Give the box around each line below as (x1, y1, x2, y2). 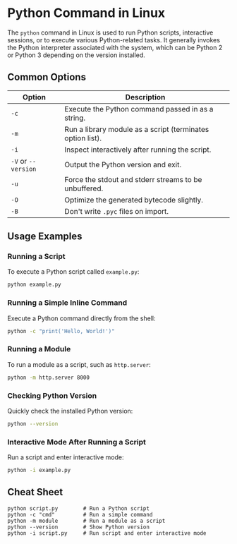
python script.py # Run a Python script (7, 504, 150, 512)
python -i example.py (7, 467, 71, 474)
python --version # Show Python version (7, 524, 150, 531)
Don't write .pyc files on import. (64, 206, 169, 216)
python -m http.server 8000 (7, 374, 90, 381)
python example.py (7, 281, 61, 289)
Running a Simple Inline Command (7, 298, 128, 308)
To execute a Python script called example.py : (7, 267, 140, 276)
